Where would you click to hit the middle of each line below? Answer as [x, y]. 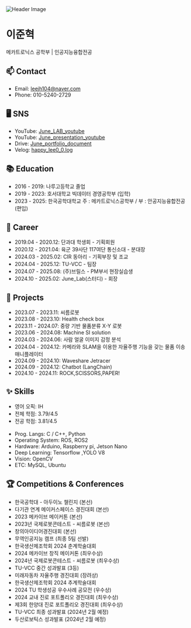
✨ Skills [20, 392]
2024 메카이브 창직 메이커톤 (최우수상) [59, 553]
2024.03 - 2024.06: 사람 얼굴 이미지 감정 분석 [68, 339]
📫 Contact [26, 72]
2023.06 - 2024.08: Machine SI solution [62, 332]
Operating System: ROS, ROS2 [51, 440]
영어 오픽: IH [29, 406]
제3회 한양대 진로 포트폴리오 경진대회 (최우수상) [69, 604]
